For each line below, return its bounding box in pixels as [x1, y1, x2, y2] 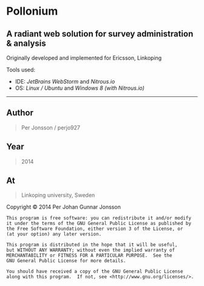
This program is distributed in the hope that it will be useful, [6, 242, 178, 248]
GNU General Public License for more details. [6, 258, 126, 264]
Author [6, 108, 33, 118]
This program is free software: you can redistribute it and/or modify [6, 215, 191, 221]
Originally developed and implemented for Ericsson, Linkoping [6, 54, 162, 62]
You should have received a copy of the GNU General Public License [6, 268, 183, 275]
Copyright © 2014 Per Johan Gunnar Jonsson [6, 203, 121, 211]
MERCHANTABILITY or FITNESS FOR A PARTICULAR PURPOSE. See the [6, 252, 172, 259]
